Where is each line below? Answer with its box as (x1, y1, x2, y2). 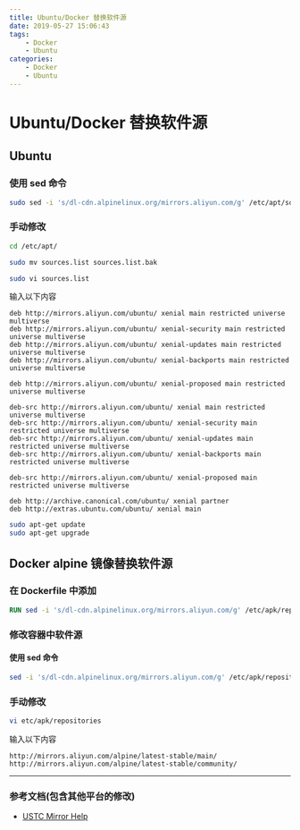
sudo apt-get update (9, 521, 87, 529)
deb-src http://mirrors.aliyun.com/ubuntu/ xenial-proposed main (9, 473, 257, 483)
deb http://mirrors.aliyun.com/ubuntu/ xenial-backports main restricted (9, 356, 290, 365)
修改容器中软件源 (9, 628, 83, 640)
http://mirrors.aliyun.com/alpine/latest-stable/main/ (9, 751, 218, 760)
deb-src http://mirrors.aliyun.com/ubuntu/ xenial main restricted (9, 403, 266, 412)
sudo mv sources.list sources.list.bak (9, 258, 158, 267)
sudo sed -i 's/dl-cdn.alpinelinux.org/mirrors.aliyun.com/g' (9, 198, 246, 207)
